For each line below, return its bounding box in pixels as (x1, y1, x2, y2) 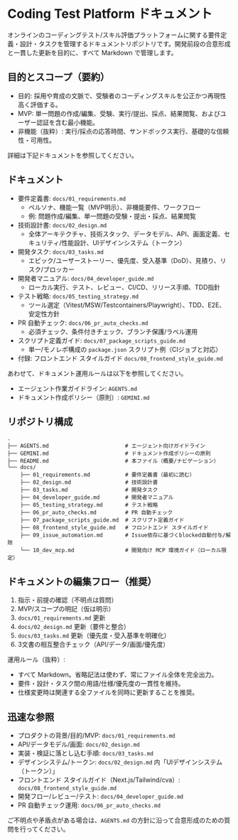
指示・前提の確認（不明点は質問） (17, 596, 118, 604)
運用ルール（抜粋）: (7, 655, 66, 664)
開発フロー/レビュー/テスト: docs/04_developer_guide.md (17, 792, 183, 800)
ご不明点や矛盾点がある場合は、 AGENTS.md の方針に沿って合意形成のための (7, 816, 225, 824)
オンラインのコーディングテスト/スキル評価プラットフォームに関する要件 (7, 31, 221, 39)
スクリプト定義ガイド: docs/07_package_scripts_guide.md (17, 336, 186, 345)
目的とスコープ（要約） (7, 71, 110, 83)
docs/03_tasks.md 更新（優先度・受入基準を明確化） (17, 631, 171, 640)
